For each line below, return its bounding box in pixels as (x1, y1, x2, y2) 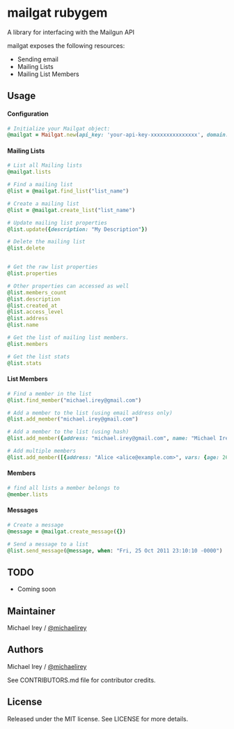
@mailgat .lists (7, 169, 52, 176)
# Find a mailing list (7, 181, 73, 188)
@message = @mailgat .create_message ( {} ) (7, 528, 127, 535)
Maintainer (7, 605, 56, 617)
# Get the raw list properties (7, 264, 98, 271)
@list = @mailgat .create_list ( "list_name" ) (7, 206, 136, 213)
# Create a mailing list (7, 200, 79, 207)
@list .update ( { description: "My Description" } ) (7, 225, 148, 233)
